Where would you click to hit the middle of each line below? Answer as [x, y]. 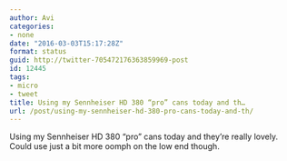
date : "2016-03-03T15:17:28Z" [67, 43]
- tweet [24, 94]
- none [22, 35]
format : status [38, 52]
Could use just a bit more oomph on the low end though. [114, 146]
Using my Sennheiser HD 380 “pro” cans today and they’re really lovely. [144, 136]
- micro [24, 86]
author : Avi [32, 18]
